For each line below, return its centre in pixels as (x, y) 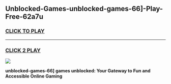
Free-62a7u (24, 17)
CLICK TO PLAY (25, 31)
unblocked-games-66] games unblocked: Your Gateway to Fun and (78, 70)
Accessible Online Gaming (34, 76)
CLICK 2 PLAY (23, 50)
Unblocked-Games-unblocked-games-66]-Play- (84, 9)
